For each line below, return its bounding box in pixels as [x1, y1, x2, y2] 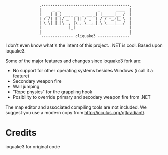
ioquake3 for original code [5, 143, 60, 149]
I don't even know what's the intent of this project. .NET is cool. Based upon [5, 42, 163, 48]
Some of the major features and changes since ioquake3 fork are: [5, 58, 142, 64]
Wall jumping [12, 84, 40, 89]
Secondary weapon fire [12, 78, 62, 84]
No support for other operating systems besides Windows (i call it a [12, 68, 153, 73]
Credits [5, 127, 37, 139]
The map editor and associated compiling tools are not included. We [5, 104, 147, 110]
